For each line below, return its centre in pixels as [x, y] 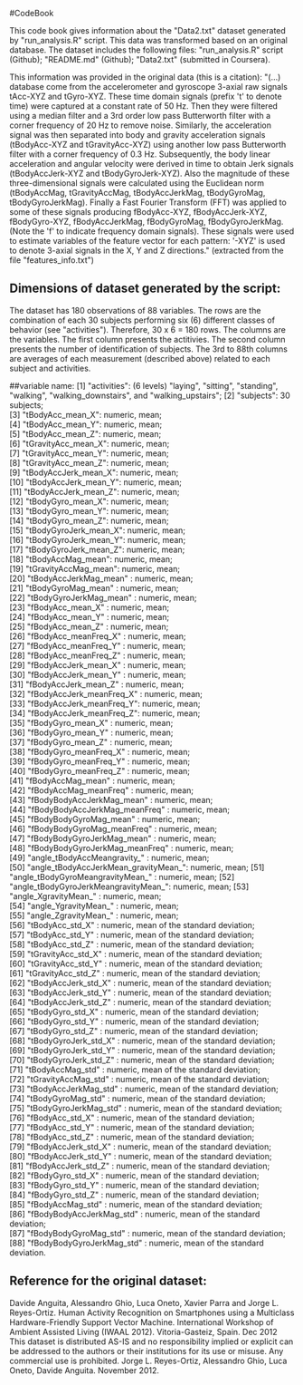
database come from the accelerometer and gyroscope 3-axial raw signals [148, 87]
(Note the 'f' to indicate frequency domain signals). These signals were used [152, 231]
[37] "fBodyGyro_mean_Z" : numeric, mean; [91, 741]
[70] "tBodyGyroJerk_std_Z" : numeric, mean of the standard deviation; [142, 1060]
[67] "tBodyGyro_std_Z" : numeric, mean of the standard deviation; [134, 1031]
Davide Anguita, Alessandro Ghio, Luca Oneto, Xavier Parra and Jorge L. [144, 1303]
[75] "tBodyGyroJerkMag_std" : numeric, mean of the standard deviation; [146, 1108]
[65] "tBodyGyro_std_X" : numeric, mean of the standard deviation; [134, 1012]
